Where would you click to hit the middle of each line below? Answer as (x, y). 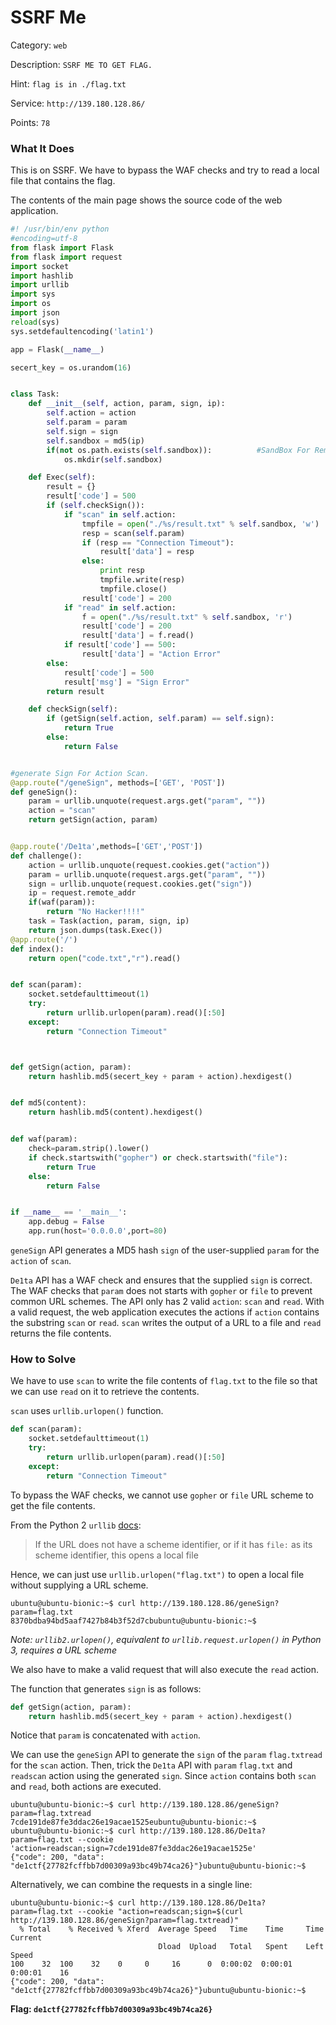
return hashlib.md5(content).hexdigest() (115, 1112)
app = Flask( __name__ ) (57, 349)
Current (26, 1938)
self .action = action (91, 413)
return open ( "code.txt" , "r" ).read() (105, 958)
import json (35, 313)
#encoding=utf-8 (44, 239)
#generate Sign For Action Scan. (80, 773)
